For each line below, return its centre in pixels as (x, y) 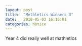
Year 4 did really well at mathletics (41, 38)
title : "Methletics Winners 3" (39, 15)
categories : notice (26, 24)
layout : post (19, 10)
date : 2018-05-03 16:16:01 (36, 19)
